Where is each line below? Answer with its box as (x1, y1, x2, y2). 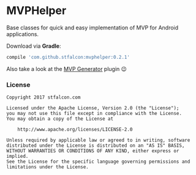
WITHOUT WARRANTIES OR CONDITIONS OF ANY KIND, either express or (6, 148, 179, 154)
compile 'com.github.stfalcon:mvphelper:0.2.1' (6, 54, 130, 60)
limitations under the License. (6, 164, 89, 170)
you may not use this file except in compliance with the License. (6, 111, 183, 117)
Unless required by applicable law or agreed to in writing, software (6, 137, 190, 144)
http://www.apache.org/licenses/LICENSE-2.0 (17, 127, 133, 133)
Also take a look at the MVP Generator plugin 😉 (6, 65, 127, 72)
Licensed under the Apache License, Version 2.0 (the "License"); (6, 105, 179, 111)
